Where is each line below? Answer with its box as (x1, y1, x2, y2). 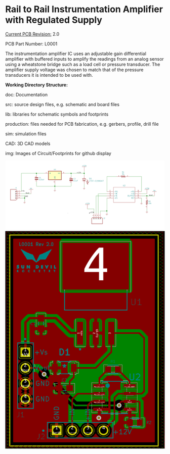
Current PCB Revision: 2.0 (5, 31, 60, 37)
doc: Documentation (5, 91, 48, 97)
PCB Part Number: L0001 (5, 40, 58, 46)
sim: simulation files (5, 130, 47, 137)
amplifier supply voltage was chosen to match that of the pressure (5, 67, 144, 73)
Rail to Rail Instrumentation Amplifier (5, 4, 163, 15)
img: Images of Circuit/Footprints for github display (5, 150, 111, 156)
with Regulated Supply (5, 14, 103, 26)
